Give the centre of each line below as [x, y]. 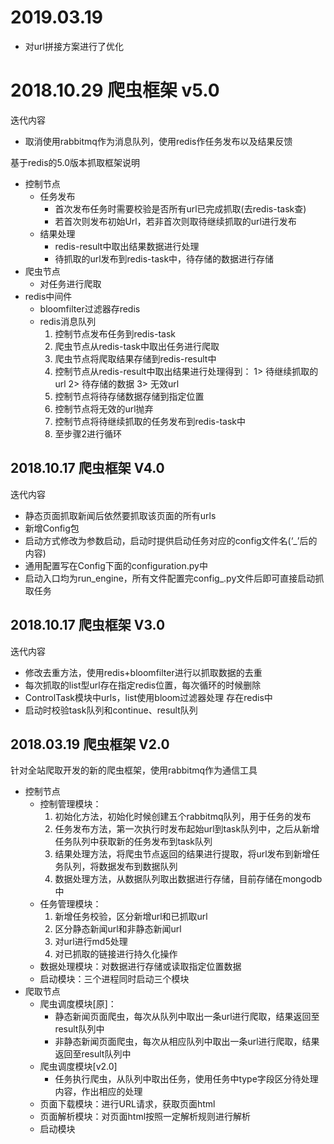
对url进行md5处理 [91, 942]
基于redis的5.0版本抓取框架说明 [75, 162]
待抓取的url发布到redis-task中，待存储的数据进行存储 [164, 258]
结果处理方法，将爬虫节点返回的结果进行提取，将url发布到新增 [183, 854]
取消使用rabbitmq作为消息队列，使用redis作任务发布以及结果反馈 [158, 141]
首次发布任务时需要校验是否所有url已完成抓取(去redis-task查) [180, 208]
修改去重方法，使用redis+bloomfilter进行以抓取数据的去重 [143, 672]
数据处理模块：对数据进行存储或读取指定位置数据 [140, 967]
